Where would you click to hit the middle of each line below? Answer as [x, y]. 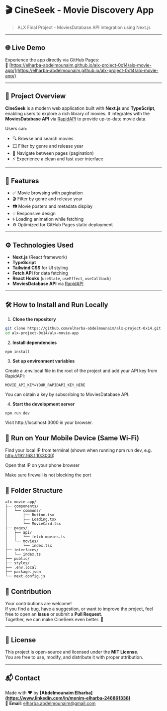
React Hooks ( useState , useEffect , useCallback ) [62, 279]
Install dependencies [35, 343]
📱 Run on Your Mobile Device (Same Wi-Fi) [72, 438]
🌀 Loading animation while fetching [48, 219]
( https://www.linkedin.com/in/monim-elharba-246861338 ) [68, 698]
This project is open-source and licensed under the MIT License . [72, 652]
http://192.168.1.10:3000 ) [30, 455]
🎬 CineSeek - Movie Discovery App [80, 10]
